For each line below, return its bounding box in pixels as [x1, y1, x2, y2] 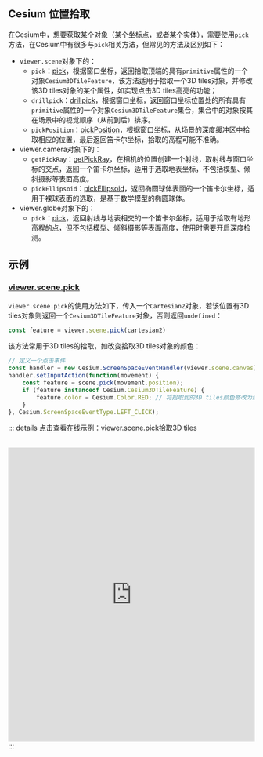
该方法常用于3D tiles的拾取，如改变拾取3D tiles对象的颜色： [8, 341, 201, 351]
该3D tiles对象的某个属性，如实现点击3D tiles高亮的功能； [31, 86, 218, 95]
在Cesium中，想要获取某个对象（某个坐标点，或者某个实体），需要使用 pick [8, 30, 249, 39]
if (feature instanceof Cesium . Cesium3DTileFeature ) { [22, 386, 205, 394]
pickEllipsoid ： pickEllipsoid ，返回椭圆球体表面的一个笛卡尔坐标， [31, 184, 248, 193]
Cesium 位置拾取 [8, 7, 90, 21]
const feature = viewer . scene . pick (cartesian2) [8, 326, 167, 334]
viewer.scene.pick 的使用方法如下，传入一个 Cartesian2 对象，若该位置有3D [8, 300, 250, 310]
